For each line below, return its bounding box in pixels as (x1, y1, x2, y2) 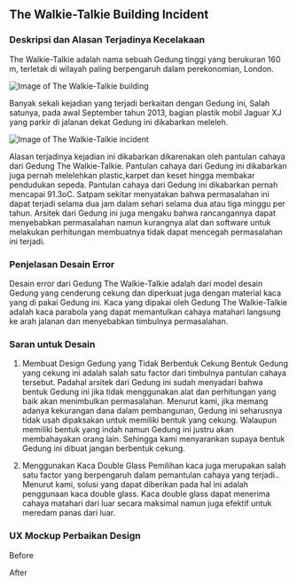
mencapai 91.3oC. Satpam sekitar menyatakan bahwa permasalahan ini (9, 188, 270, 199)
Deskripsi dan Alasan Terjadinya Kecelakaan (9, 34, 206, 46)
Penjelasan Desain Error (9, 257, 115, 270)
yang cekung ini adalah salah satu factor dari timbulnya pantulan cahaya (21, 368, 286, 378)
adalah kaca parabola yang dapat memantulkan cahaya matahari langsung (9, 306, 281, 317)
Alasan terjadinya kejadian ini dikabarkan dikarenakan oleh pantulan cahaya (9, 151, 285, 162)
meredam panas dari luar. (21, 508, 116, 518)
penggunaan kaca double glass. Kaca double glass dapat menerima (21, 488, 270, 500)
